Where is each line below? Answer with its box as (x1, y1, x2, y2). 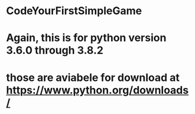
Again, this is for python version (6, 31, 167, 45)
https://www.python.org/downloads (6, 83, 189, 97)
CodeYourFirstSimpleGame (6, 4, 142, 18)
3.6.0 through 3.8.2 (6, 44, 103, 57)
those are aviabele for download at (6, 71, 180, 84)
